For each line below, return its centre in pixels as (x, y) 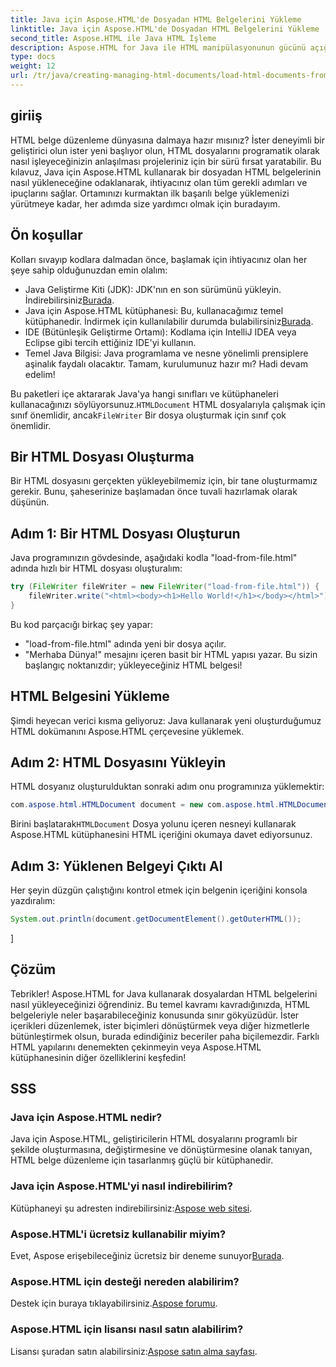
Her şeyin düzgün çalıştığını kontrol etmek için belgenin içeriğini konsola (159, 890)
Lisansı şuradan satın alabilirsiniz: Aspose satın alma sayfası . (134, 1351)
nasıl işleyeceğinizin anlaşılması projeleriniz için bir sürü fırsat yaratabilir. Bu (166, 161)
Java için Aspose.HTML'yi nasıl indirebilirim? (121, 1186)
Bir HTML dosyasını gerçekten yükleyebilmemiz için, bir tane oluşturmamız (164, 481)
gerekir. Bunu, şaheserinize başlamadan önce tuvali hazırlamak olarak (154, 492)
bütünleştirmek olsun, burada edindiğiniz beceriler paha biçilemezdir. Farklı (165, 1036)
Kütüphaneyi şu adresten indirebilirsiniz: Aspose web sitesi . (131, 1208)
